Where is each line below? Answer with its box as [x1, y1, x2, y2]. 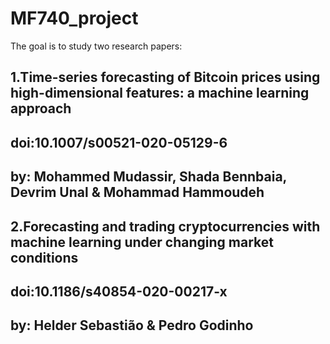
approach [10, 100, 72, 117]
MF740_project [10, 7, 139, 30]
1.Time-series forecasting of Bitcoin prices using [10, 69, 321, 86]
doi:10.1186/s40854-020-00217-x [10, 283, 228, 300]
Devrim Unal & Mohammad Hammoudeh [10, 184, 265, 201]
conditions [10, 249, 79, 266]
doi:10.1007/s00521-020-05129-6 [10, 134, 228, 151]
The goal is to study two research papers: [10, 40, 183, 52]
